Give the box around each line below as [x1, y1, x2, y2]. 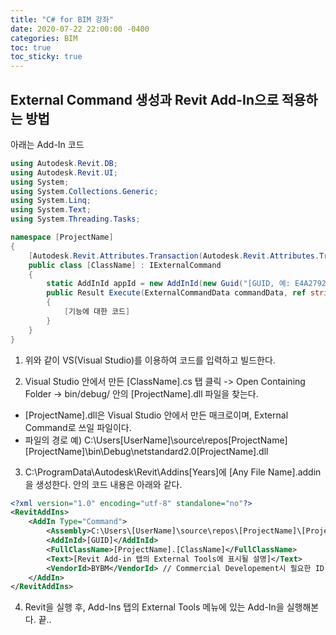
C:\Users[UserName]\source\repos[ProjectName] [83, 434, 288, 446]
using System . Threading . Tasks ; [10, 214, 141, 225]
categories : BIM [10, 33, 78, 43]
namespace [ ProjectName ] [10, 232, 114, 243]
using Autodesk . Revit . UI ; [10, 167, 118, 178]
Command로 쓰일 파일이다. [24, 421, 132, 433]
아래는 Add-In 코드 [10, 138, 85, 150]
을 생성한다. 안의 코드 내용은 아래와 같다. [24, 478, 183, 490]
